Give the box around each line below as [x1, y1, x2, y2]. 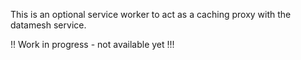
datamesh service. [10, 19, 87, 31]
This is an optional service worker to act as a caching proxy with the [10, 9, 292, 20]
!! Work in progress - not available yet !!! [10, 39, 175, 50]
